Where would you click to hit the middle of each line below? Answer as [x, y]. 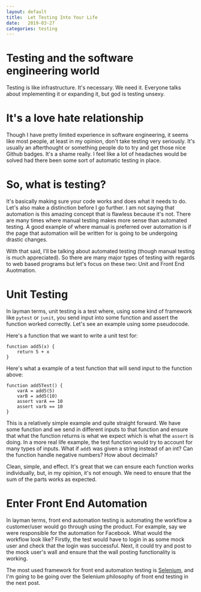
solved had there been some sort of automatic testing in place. [84, 160]
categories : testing [32, 29]
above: [15, 375]
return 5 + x [33, 352]
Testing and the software [70, 58]
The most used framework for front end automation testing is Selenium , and [100, 570]
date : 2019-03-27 [31, 23]
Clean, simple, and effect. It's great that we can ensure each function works [100, 467]
